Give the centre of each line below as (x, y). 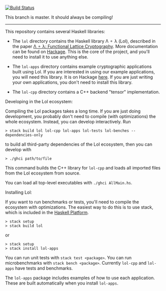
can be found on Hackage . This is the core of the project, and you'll (81, 52)
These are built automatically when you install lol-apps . (62, 283)
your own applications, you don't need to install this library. (72, 82)
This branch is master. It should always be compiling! (59, 17)
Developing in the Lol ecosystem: (39, 101)
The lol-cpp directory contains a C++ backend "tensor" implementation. (86, 92)
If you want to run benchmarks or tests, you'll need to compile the (72, 202)
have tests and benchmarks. (44, 268)
